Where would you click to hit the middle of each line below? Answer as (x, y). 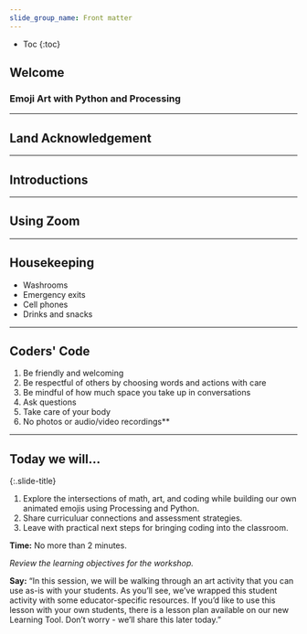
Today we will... (55, 459)
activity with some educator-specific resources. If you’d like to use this (143, 600)
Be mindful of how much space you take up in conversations (137, 393)
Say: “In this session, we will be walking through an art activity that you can (152, 581)
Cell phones (45, 304)
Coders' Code (50, 351)
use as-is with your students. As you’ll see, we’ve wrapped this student (143, 591)
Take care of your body (67, 412)
